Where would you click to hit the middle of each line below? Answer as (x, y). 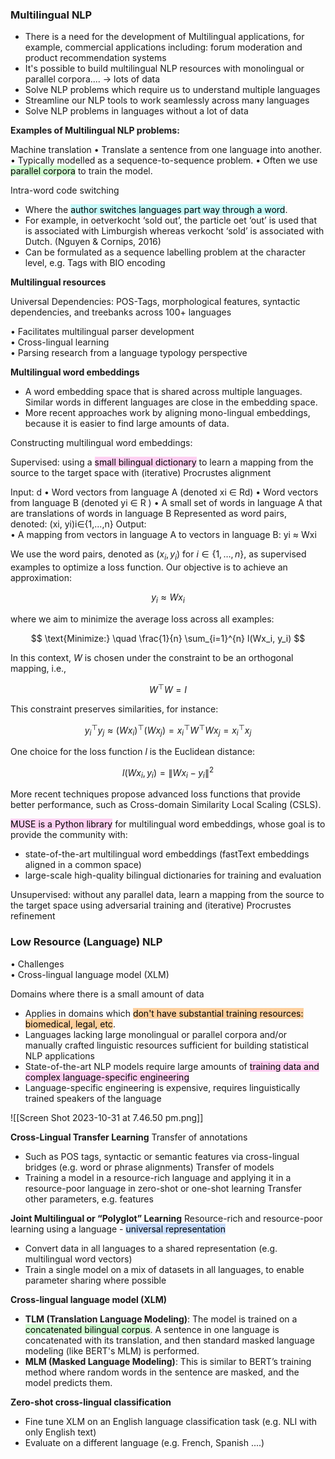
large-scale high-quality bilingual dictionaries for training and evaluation (173, 875)
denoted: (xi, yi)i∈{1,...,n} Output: (78, 524)
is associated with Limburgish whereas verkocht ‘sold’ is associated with (174, 231)
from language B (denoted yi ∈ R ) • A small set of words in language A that (166, 503)
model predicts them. (68, 1382)
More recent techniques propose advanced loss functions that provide (155, 794)
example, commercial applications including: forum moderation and (163, 47)
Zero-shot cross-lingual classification (91, 1402)
